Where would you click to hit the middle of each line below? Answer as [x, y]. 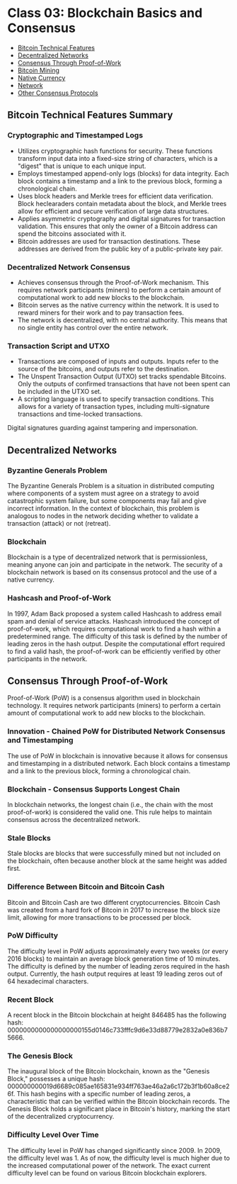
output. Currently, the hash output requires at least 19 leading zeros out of [115, 974]
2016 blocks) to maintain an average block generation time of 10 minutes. [114, 959]
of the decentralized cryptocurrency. [61, 1117]
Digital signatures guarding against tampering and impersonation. [103, 428]
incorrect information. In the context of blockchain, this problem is [104, 508]
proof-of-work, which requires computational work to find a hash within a [114, 628]
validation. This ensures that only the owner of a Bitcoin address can [117, 226]
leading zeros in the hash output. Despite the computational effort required [116, 643]
